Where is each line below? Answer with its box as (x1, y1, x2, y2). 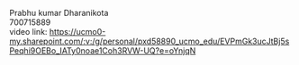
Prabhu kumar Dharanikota (9, 8, 109, 18)
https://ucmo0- (49, 27, 106, 37)
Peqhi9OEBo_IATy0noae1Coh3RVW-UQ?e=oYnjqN (9, 45, 196, 56)
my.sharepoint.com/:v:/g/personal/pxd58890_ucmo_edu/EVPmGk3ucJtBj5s (9, 36, 290, 46)
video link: (9, 27, 48, 37)
